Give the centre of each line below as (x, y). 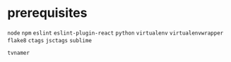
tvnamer (19, 53)
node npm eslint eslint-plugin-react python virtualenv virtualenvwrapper (115, 33)
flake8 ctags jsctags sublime (49, 40)
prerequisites (47, 13)
